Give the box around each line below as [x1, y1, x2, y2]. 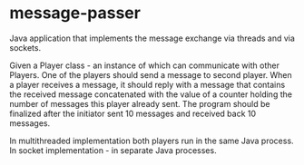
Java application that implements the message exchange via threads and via [9, 33, 295, 44]
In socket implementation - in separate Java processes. [9, 144, 217, 156]
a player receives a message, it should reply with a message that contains [9, 79, 286, 90]
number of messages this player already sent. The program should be [9, 98, 270, 109]
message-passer [9, 3, 141, 24]
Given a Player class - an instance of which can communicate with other [9, 60, 279, 71]
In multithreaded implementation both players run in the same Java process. [9, 135, 294, 146]
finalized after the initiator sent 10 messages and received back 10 [9, 108, 257, 119]
